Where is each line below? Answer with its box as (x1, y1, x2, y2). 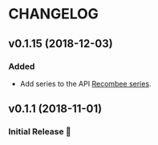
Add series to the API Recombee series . (19, 79, 152, 88)
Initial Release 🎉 (8, 126, 72, 137)
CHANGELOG (8, 5, 99, 23)
